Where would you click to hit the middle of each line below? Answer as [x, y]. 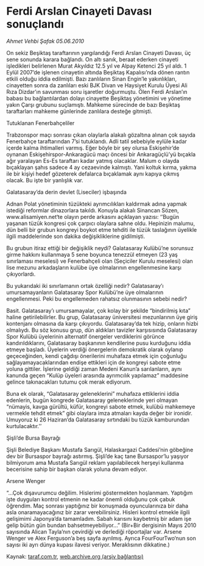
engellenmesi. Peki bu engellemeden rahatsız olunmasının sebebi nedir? [97, 299]
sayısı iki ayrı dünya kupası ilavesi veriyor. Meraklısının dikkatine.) [88, 545]
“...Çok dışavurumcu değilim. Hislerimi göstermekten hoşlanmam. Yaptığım [100, 493]
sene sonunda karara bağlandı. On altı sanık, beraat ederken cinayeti [92, 59]
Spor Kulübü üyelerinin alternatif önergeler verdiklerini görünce [85, 336]
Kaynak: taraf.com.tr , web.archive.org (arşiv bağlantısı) [75, 556]
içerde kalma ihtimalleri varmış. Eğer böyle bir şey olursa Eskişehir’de [93, 148]
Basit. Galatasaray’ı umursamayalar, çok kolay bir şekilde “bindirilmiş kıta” [98, 310]
